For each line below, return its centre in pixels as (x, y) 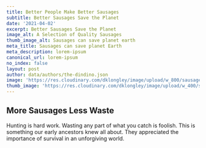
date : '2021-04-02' (31, 23)
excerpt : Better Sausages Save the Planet (61, 29)
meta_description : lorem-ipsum (46, 52)
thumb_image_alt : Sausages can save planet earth (71, 40)
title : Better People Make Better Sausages (63, 12)
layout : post (23, 69)
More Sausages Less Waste (60, 111)
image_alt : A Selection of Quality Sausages (64, 35)
